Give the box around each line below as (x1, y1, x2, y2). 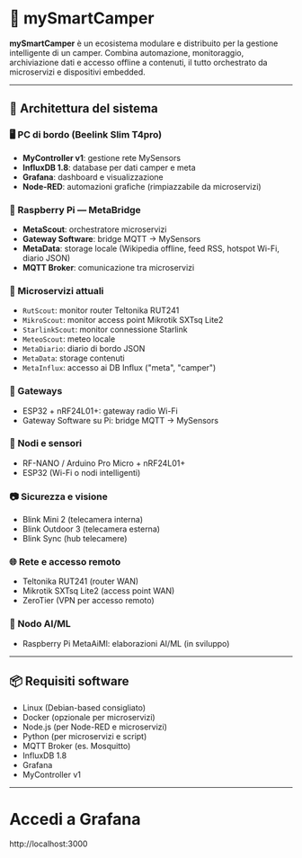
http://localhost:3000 (9, 838, 88, 849)
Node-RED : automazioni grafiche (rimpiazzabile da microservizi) (22, 181, 262, 192)
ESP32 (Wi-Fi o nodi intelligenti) (22, 467, 141, 478)
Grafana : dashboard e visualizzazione (22, 171, 164, 183)
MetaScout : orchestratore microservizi (22, 224, 167, 235)
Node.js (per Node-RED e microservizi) (22, 721, 168, 732)
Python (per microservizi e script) (22, 730, 147, 741)
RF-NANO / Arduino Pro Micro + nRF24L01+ (22, 458, 186, 469)
